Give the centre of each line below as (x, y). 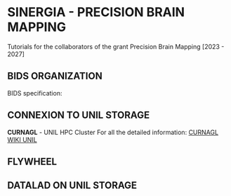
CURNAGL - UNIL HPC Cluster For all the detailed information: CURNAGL (113, 132)
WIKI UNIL (22, 139)
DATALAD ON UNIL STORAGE (72, 186)
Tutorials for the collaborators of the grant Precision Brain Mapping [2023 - (116, 46)
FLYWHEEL (32, 161)
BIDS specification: (35, 93)
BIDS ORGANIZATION (55, 76)
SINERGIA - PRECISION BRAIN (96, 12)
